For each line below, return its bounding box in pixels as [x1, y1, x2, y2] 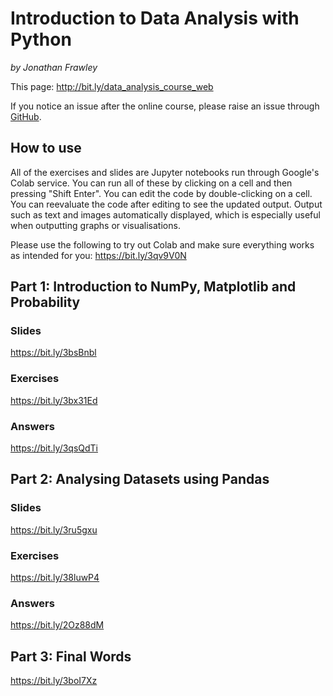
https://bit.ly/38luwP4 [10, 572, 100, 584]
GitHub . [10, 110, 42, 122]
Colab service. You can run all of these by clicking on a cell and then [10, 177, 293, 189]
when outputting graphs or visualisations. [10, 219, 181, 231]
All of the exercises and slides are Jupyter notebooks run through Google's [10, 166, 320, 178]
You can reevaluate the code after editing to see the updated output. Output [10, 198, 323, 210]
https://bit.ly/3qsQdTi [10, 442, 98, 454]
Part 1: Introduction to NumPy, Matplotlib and [10, 278, 297, 296]
